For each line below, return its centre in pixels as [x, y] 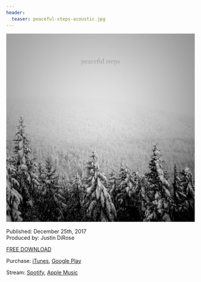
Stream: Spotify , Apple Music [42, 272]
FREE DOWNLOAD [29, 249]
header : [16, 13]
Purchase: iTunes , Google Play [44, 260]
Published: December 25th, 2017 [46, 231]
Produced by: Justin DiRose [40, 237]
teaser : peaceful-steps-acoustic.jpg [59, 19]
